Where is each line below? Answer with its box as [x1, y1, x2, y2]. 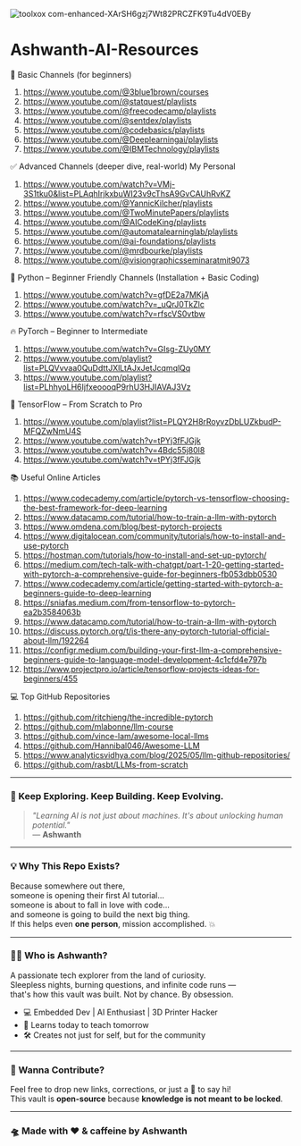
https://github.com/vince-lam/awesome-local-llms [22, 730, 209, 741]
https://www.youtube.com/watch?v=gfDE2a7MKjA [22, 289, 209, 299]
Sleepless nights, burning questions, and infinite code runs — [10, 979, 237, 990]
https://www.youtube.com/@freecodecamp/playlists [22, 105, 217, 116]
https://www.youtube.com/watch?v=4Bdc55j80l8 [22, 444, 205, 455]
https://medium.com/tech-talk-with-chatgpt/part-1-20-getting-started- [22, 559, 285, 569]
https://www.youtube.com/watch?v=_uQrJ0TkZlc [22, 299, 205, 309]
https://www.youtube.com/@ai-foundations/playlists [22, 235, 217, 246]
